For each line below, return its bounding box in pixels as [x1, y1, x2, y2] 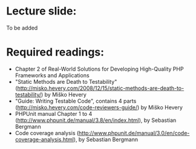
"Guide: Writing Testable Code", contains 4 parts [15, 97, 137, 104]
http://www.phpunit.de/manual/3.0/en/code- [78, 129, 190, 136]
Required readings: [6, 45, 105, 59]
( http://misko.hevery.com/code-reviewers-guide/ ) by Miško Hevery [15, 104, 183, 111]
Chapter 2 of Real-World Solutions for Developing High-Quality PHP [15, 65, 184, 72]
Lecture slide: [6, 4, 77, 18]
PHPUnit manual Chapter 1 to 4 [15, 110, 93, 117]
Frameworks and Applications [15, 71, 90, 79]
